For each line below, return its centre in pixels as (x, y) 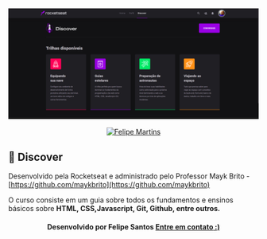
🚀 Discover (36, 157)
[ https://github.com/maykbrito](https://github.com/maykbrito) (109, 185)
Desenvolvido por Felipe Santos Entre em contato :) (133, 226)
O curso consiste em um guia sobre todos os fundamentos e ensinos (121, 200)
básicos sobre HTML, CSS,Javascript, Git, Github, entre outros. (114, 209)
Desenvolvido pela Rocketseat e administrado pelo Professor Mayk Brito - (129, 176)
